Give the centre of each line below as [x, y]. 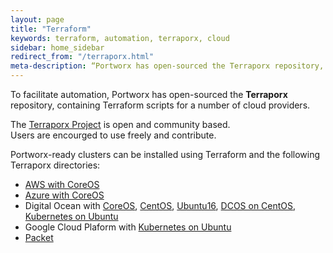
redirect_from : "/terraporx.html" [82, 57]
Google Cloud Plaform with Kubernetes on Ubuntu [128, 227]
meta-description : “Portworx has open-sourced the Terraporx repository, [167, 66]
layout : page [37, 19]
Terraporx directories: [55, 165]
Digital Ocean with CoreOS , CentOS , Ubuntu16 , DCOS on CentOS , [160, 205]
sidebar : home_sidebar [57, 47]
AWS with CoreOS [62, 184]
